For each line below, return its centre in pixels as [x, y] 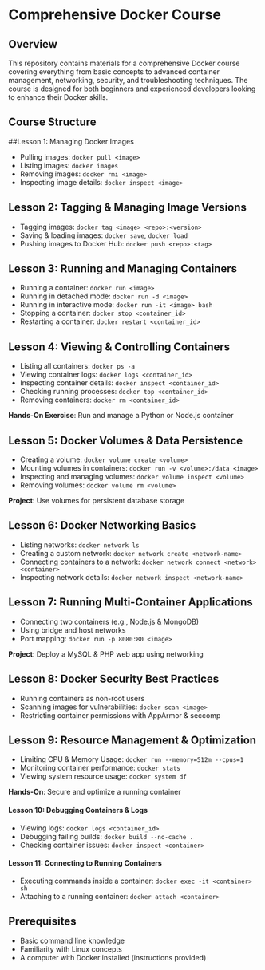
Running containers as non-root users [82, 698]
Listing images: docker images [69, 165]
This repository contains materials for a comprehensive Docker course [124, 63]
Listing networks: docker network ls [79, 545]
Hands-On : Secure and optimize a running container [95, 792]
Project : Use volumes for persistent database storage [97, 501]
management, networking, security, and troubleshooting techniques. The [128, 80]
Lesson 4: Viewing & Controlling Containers [119, 347]
